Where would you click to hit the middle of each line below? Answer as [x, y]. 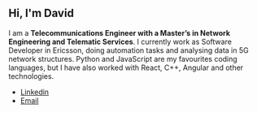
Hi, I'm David [41, 13]
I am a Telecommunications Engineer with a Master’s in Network [119, 33]
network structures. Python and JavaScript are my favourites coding [123, 59]
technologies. [31, 76]
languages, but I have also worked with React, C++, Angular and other [126, 67]
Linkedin [35, 92]
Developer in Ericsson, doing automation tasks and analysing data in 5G [129, 50]
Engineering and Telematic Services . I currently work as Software [120, 41]
